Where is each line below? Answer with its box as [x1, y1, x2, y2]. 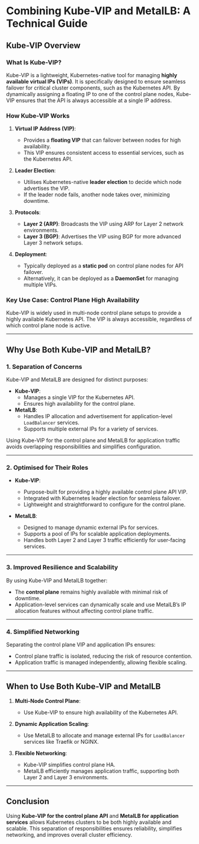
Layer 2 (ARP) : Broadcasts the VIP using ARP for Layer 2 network [23, 221, 184, 228]
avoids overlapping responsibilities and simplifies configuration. [6, 443, 162, 450]
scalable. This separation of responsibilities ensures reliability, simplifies [6, 824, 182, 832]
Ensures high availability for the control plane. [23, 400, 135, 407]
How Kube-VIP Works [6, 112, 70, 120]
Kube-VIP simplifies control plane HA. [23, 761, 115, 768]
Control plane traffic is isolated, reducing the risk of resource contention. [14, 652, 192, 660]
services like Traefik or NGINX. [23, 738, 99, 745]
